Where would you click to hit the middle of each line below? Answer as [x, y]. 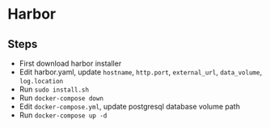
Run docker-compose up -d [63, 115]
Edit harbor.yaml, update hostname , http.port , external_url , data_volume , [141, 72]
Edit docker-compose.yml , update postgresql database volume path [129, 107]
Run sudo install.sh [54, 89]
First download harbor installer [70, 63]
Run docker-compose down [61, 98]
